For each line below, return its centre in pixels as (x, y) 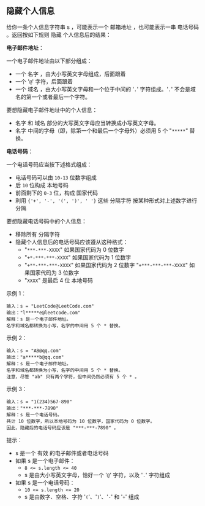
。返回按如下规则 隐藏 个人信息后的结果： (59, 34)
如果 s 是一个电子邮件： (45, 461)
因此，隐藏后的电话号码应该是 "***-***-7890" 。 (62, 428)
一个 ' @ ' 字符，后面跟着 (44, 81)
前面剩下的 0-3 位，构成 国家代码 (57, 193)
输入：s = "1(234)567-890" (39, 402)
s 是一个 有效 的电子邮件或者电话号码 (62, 453)
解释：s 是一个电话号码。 (34, 415)
